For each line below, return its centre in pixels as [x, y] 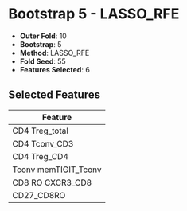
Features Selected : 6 [55, 69]
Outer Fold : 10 [43, 36]
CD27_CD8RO [39, 195]
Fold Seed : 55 [43, 61]
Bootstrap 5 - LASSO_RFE [94, 14]
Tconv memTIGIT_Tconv [57, 170]
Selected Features [55, 95]
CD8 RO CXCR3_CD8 [52, 182]
